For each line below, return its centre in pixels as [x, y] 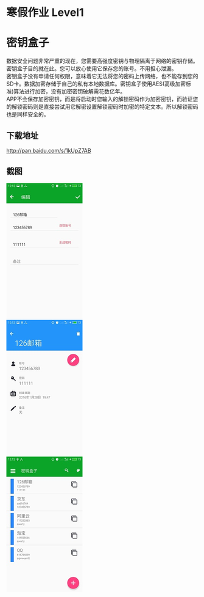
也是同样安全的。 [28, 114]
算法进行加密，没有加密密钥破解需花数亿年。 [70, 92]
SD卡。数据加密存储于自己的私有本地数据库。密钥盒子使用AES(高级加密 [96, 84]
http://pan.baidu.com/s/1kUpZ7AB [49, 150]
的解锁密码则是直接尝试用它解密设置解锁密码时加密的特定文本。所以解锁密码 [102, 107]
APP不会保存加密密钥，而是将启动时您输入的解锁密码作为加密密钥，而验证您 [102, 99]
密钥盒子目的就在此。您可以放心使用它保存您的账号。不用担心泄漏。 [92, 68]
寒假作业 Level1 [45, 13]
